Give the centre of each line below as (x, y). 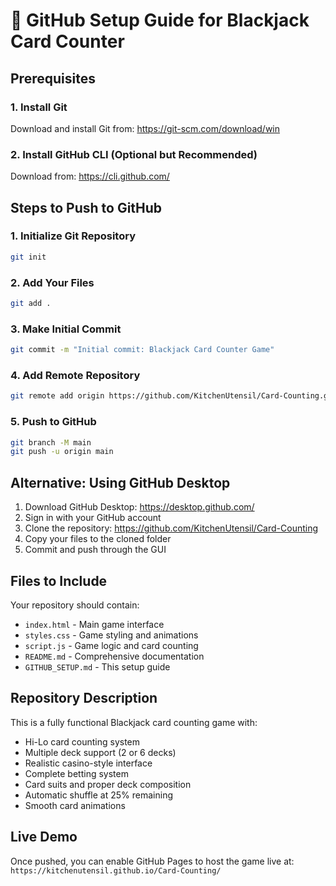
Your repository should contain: (75, 605)
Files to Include (59, 580)
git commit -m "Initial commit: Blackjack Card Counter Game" (142, 350)
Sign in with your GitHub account (93, 518)
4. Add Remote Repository (75, 375)
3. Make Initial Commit (66, 329)
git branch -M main (51, 442)
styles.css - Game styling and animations (111, 635)
